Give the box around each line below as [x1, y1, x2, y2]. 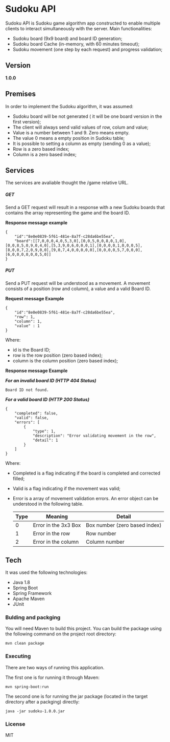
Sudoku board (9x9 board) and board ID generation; [12, 35, 123, 42]
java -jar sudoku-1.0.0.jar [5, 708, 65, 714]
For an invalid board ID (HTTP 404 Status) [5, 378, 96, 384]
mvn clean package [5, 641, 44, 646]
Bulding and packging [5, 614, 61, 621]
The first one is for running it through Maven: [5, 674, 100, 681]
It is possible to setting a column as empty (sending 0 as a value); [12, 140, 151, 147]
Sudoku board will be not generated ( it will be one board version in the [12, 113, 162, 119]
